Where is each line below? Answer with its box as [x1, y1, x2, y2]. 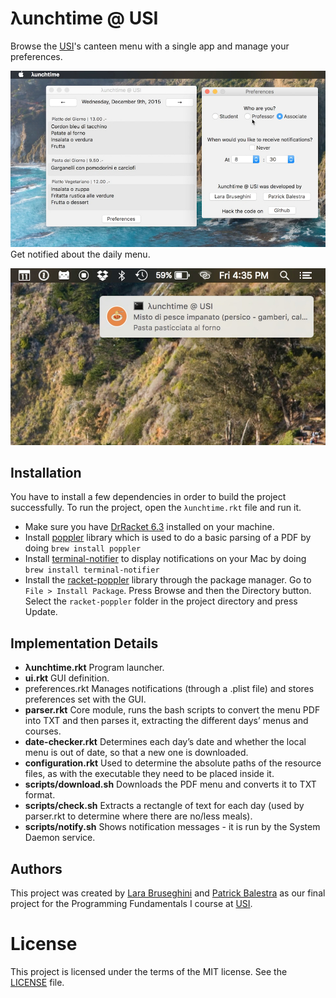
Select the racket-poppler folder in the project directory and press [24, 595, 298, 607]
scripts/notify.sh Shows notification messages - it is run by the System [24, 821, 321, 833]
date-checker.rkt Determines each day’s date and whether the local [24, 736, 307, 748]
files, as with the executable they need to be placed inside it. [24, 768, 275, 780]
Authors [10, 860, 63, 877]
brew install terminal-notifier [24, 565, 160, 576]
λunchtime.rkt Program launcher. [24, 662, 165, 674]
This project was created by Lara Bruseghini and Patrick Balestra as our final [10, 887, 326, 899]
